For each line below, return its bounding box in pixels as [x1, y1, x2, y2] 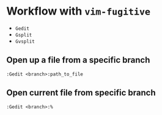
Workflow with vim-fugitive [6, 4, 151, 18]
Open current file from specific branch [6, 88, 156, 98]
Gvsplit [15, 38, 35, 44]
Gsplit [15, 32, 32, 38]
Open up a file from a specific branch [6, 55, 150, 65]
